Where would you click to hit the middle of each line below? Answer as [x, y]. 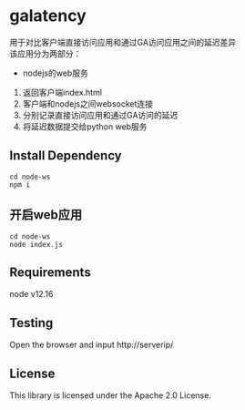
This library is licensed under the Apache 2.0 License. [111, 395]
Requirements [50, 272]
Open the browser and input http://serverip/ [92, 345]
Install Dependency [66, 156]
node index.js [36, 244]
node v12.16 [31, 294]
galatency [48, 16]
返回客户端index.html [62, 92]
